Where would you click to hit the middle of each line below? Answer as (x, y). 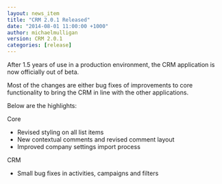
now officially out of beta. (43, 72)
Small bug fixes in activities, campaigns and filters (88, 173)
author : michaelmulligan (42, 32)
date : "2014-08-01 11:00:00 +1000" (58, 26)
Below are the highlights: (42, 106)
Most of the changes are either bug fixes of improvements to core (100, 85)
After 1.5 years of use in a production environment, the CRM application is (111, 65)
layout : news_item (33, 13)
